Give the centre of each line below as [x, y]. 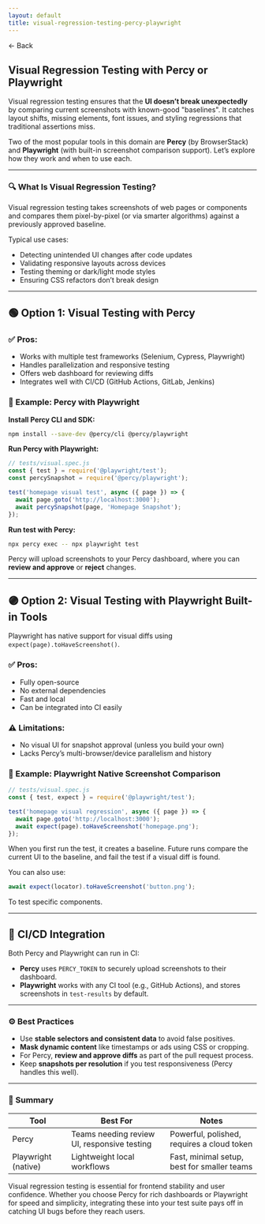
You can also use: [37, 873]
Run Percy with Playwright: [54, 449]
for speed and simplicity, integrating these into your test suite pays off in [126, 1203]
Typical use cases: [39, 239]
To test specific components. [56, 902]
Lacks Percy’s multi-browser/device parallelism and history [116, 753]
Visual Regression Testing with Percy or [108, 70]
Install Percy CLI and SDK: [52, 419]
